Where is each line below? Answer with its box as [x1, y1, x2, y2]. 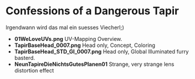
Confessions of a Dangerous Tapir [5, 4, 179, 18]
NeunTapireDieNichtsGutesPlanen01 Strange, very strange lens [14, 61, 175, 68]
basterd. [14, 54, 35, 61]
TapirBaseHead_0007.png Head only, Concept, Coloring [14, 42, 155, 49]
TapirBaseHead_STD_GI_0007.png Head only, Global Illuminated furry [14, 48, 189, 55]
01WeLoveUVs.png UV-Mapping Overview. [14, 35, 122, 42]
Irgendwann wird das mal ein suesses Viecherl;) [5, 24, 124, 31]
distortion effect [14, 67, 55, 74]
